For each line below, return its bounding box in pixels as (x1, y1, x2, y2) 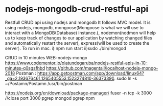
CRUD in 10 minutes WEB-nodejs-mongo (5, 54, 88, 60)
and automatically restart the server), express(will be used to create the (5, 40, 149, 46)
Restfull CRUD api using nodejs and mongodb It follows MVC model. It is (5, 19, 151, 25)
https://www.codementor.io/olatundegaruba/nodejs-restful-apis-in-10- (5, 60, 148, 66)
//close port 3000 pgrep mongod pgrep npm (5, 95, 95, 101)
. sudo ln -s (114, 75, 137, 81)
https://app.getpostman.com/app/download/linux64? (37, 70, 144, 76)
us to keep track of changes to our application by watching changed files (5, 35, 153, 41)
